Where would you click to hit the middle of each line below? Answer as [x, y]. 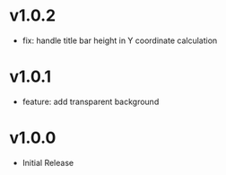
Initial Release [48, 162]
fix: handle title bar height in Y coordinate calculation [120, 40]
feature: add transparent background [91, 101]
